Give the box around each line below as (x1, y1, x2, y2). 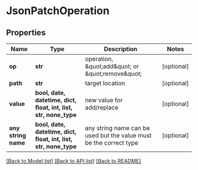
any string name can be (85, 124, 150, 132)
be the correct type (85, 139, 138, 146)
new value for (85, 96, 123, 104)
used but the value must (85, 131, 152, 139)
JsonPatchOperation (6, 4, 110, 18)
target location (85, 79, 126, 87)
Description (104, 45, 137, 53)
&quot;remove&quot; (85, 69, 142, 78)
